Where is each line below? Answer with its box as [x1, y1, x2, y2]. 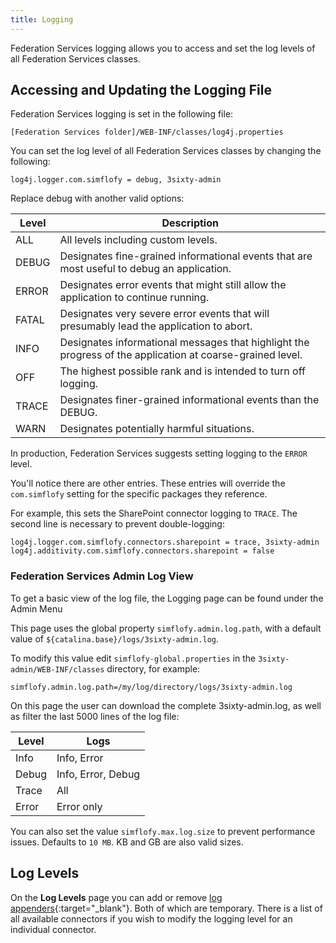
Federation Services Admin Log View [10, 569, 194, 583]
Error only [56, 799, 103, 813]
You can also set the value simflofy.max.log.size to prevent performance [10, 825, 316, 837]
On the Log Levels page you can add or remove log [10, 891, 223, 903]
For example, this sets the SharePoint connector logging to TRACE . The [10, 507, 298, 520]
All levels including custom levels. [59, 233, 218, 247]
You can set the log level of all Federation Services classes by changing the [10, 145, 322, 157]
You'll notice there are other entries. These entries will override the [10, 477, 286, 490]
